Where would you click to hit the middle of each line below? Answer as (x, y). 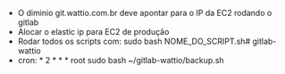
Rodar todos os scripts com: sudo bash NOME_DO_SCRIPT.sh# (134, 41)
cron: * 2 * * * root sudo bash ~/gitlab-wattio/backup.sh (121, 60)
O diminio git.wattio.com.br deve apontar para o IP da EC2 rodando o (145, 13)
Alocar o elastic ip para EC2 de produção (93, 32)
